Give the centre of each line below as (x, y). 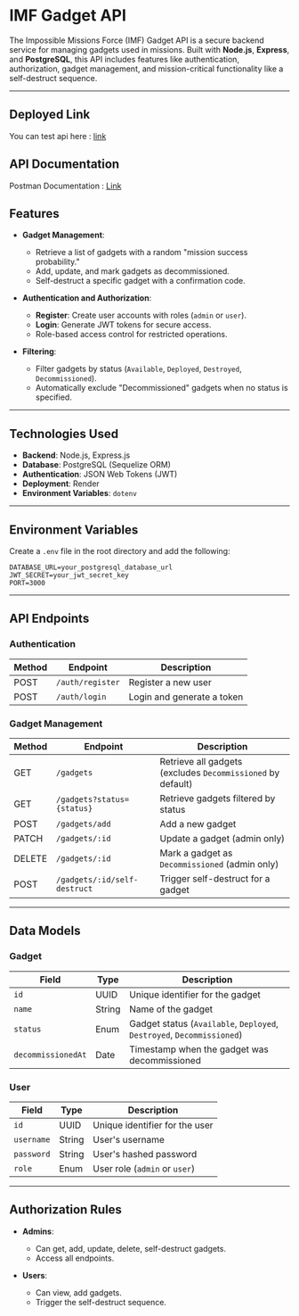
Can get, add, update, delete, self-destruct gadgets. (131, 1248)
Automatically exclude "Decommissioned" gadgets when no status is (162, 388)
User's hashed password (145, 1154)
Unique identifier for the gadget (194, 994)
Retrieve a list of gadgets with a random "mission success (141, 252)
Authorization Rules (66, 1210)
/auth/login (81, 696)
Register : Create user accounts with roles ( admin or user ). (141, 315)
